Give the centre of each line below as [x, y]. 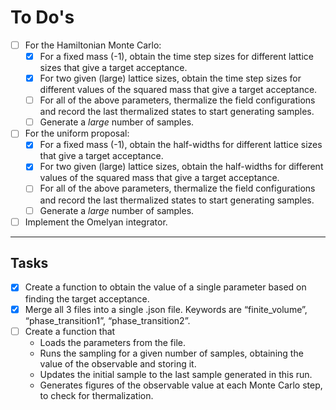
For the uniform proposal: [77, 133]
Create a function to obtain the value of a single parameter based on [165, 287]
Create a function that [70, 331]
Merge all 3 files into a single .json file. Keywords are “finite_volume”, [166, 309]
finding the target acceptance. [87, 298]
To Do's [42, 17]
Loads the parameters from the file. [113, 342]
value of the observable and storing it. [118, 363]
